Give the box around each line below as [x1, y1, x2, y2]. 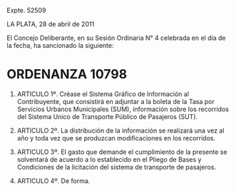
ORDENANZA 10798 [6, 66, 128, 83]
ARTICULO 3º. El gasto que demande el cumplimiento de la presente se [16, 148, 227, 156]
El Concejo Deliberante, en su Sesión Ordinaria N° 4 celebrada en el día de [6, 33, 226, 42]
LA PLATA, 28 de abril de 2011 [6, 20, 95, 28]
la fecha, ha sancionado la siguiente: [6, 41, 114, 49]
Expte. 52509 [6, 6, 46, 14]
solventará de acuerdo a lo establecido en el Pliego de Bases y [16, 155, 202, 163]
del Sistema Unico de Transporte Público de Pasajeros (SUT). [16, 112, 198, 120]
